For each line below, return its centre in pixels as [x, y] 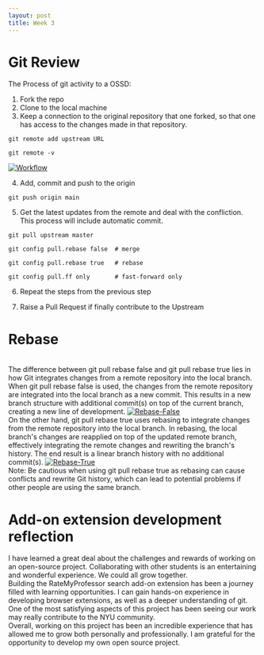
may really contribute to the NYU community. [82, 617]
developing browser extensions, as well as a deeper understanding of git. [128, 600]
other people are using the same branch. [75, 488]
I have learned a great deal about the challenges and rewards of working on [132, 558]
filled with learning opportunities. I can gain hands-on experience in [119, 592]
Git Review [44, 62]
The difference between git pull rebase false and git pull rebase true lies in [130, 370]
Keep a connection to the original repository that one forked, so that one [138, 117]
